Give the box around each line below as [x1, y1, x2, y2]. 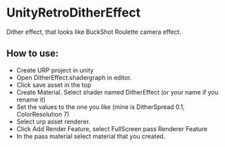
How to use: [6, 48, 59, 59]
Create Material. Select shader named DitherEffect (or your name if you [16, 88, 219, 96]
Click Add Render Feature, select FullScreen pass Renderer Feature [16, 124, 208, 133]
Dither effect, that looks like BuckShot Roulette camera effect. [6, 28, 182, 36]
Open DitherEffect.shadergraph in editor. [16, 73, 132, 81]
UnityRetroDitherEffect [6, 5, 141, 21]
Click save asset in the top [16, 81, 92, 89]
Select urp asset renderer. [16, 117, 91, 126]
